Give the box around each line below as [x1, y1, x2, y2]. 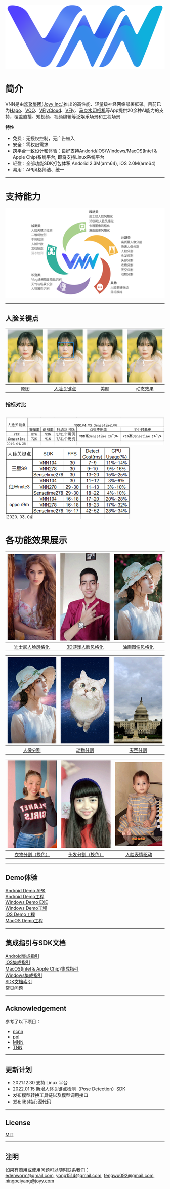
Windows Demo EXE [5, 899, 48, 905]
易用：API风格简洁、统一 [12, 167, 65, 173]
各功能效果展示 [5, 535, 68, 546]
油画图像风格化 [122, 644, 154, 650]
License [5, 1118, 31, 1127]
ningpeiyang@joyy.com [5, 1178, 55, 1184]
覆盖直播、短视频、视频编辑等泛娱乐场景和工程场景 [14, 114, 120, 120]
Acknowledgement [5, 1004, 67, 1013]
